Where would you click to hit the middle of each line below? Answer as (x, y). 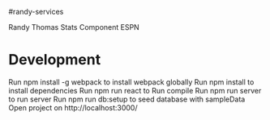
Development (55, 60)
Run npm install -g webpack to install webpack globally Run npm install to (131, 82)
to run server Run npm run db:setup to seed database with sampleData (127, 99)
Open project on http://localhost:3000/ (73, 107)
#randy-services (36, 12)
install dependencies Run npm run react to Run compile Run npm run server (135, 90)
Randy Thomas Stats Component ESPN (74, 27)
